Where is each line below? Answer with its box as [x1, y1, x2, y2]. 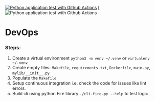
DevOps [5, 27, 39, 38]
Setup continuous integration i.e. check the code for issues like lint [12, 81, 147, 86]
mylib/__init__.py [12, 71, 50, 76]
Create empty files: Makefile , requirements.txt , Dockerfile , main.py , [12, 65, 151, 71]
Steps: [5, 44, 21, 51]
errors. [12, 85, 26, 91]
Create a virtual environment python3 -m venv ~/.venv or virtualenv [12, 55, 150, 61]
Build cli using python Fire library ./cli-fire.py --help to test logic [12, 91, 148, 97]
